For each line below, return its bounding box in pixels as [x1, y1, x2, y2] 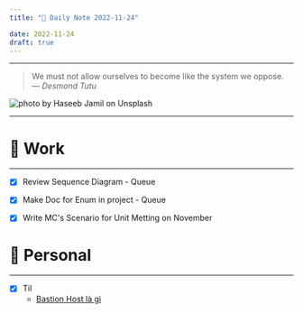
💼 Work [9, 138, 65, 159]
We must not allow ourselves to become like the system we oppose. [31, 71, 284, 82]
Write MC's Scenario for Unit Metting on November [22, 213, 213, 224]
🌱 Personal [9, 244, 92, 265]
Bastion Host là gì [35, 293, 102, 304]
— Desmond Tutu [31, 80, 96, 91]
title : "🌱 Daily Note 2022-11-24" [9, 13, 140, 23]
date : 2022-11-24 [9, 29, 75, 39]
